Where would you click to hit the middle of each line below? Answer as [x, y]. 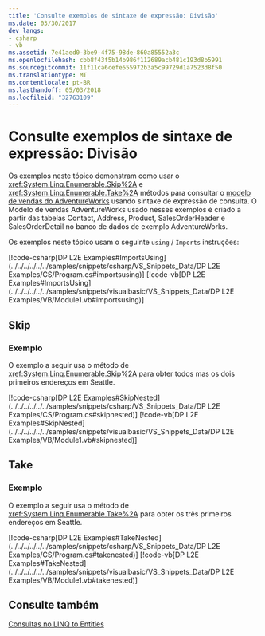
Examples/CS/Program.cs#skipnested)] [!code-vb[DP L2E [103, 414]
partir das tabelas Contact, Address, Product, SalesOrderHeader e [117, 218]
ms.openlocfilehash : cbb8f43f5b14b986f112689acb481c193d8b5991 [115, 61]
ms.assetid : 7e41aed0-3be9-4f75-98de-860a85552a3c [94, 53]
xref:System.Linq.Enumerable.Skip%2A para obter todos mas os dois [122, 373]
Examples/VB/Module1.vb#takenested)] [73, 580]
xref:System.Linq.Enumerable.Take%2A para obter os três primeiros [120, 514]
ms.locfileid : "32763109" [51, 97]
